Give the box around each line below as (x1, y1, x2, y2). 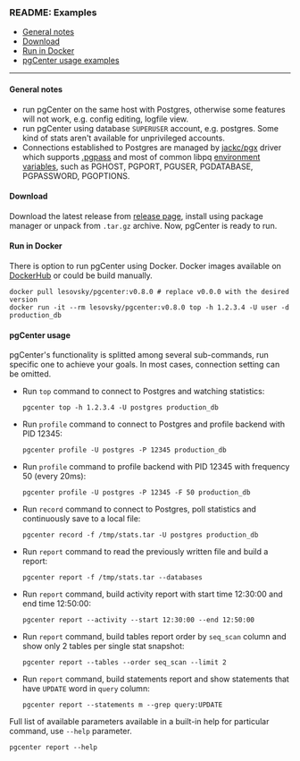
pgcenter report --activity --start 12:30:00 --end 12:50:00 (21, 615, 255, 625)
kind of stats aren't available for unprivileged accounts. (21, 132, 225, 143)
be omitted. (9, 368, 52, 379)
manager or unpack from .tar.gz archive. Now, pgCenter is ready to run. (9, 220, 278, 231)
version (9, 295, 38, 304)
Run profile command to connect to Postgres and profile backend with (21, 419, 286, 430)
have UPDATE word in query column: (21, 683, 150, 694)
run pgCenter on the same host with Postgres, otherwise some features (21, 104, 286, 114)
